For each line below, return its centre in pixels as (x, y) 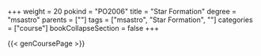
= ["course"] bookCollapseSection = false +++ (83, 28)
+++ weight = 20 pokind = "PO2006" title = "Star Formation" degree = (122, 11)
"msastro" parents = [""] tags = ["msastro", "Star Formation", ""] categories (130, 20)
